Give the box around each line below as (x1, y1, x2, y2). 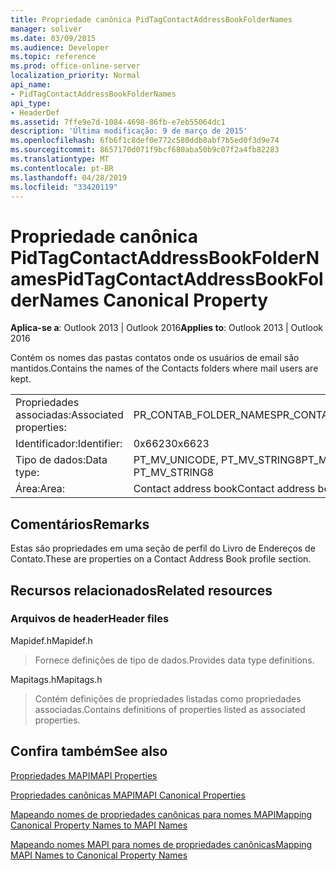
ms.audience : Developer (10, 42, 110, 53)
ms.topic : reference (10, 52, 97, 62)
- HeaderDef (10, 107, 60, 118)
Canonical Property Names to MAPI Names (10, 819, 188, 831)
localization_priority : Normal (10, 71, 141, 81)
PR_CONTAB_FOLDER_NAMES (133, 408, 277, 422)
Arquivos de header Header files (10, 612, 170, 626)
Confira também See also (10, 743, 168, 760)
